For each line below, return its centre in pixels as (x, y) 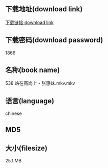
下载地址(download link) (44, 9)
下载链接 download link (30, 22)
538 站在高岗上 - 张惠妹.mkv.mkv (40, 83)
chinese (13, 113)
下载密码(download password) (54, 40)
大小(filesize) (26, 148)
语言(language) (30, 101)
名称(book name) (33, 70)
